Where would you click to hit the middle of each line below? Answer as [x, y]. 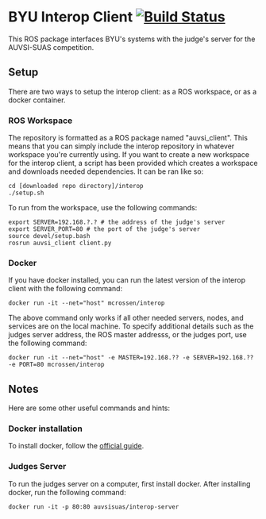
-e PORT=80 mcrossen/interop [56, 365]
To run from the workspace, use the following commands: [103, 208]
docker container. [37, 100]
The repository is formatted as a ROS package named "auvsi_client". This [128, 138]
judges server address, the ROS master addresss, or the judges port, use [128, 335]
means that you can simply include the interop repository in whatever [121, 146]
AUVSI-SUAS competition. [51, 47]
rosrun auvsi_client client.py [60, 243]
